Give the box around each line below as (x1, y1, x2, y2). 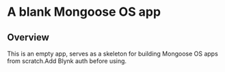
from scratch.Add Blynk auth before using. (7, 57, 127, 65)
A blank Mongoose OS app (7, 4, 161, 20)
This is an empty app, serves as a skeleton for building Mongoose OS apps (7, 49, 219, 58)
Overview (7, 32, 50, 43)
